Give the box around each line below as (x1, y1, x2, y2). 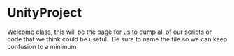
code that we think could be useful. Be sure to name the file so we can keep (7, 35, 228, 43)
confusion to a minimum (7, 42, 77, 50)
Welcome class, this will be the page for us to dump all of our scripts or (7, 28, 212, 36)
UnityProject (7, 5, 82, 21)
